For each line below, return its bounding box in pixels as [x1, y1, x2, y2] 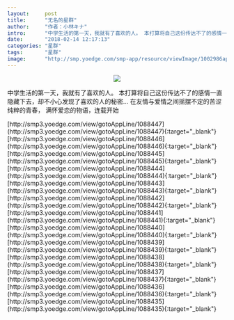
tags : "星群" [7, 49, 62, 56]
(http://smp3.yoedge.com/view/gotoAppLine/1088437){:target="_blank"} [7, 275, 217, 283]
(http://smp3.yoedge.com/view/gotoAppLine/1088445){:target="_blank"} [7, 157, 217, 165]
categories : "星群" [7, 42, 62, 49]
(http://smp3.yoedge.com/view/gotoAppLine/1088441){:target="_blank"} [7, 216, 216, 224]
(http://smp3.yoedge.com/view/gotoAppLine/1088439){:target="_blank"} [7, 245, 217, 254]
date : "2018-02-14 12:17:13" [7, 36, 111, 43]
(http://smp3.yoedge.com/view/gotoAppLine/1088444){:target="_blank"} [7, 171, 217, 179]
